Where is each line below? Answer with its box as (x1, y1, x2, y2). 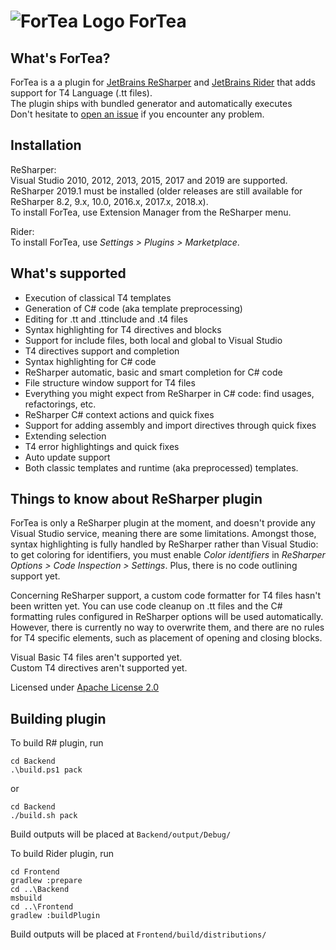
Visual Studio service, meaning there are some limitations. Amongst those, (10, 528, 317, 540)
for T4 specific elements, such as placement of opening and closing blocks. (10, 632, 323, 644)
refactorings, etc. (24, 398, 97, 410)
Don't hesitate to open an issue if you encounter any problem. (10, 108, 265, 120)
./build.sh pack (10, 811, 78, 821)
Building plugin (10, 710, 107, 727)
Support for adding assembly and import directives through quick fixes (24, 419, 317, 431)
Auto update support (24, 451, 111, 463)
